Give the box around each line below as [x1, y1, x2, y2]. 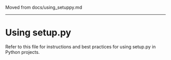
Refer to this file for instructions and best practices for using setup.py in [5, 43, 156, 50]
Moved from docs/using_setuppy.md [5, 5, 82, 10]
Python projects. [5, 49, 40, 55]
